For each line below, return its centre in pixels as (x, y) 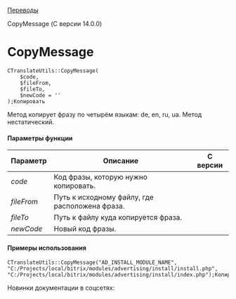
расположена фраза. (89, 206)
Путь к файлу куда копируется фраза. (118, 218)
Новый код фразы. (85, 229)
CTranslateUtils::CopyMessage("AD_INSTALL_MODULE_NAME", (92, 263)
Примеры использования (47, 248)
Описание (121, 161)
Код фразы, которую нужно (100, 177)
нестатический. (31, 121)
